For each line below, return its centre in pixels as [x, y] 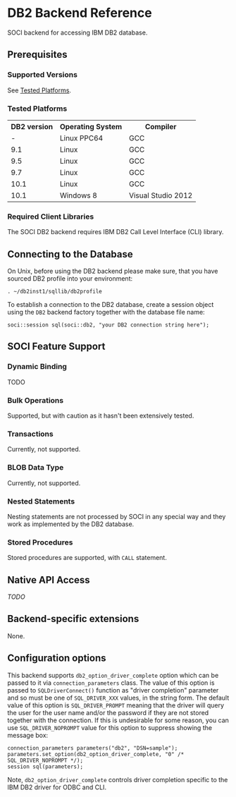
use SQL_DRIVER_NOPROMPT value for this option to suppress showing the [110, 727]
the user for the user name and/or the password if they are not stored [108, 712]
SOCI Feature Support [56, 347]
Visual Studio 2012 [161, 195]
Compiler [161, 126]
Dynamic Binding [37, 367]
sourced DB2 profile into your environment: [70, 279]
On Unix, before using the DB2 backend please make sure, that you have [113, 271]
